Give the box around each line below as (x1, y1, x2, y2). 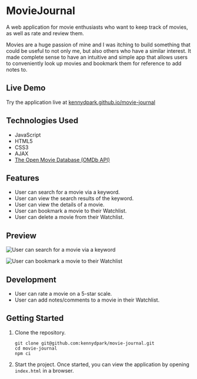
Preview (6, 231, 37, 241)
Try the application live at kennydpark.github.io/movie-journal (6, 99, 156, 106)
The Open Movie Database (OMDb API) (14, 156, 111, 163)
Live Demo (6, 83, 46, 93)
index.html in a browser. (14, 367, 74, 374)
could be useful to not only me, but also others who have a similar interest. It (6, 47, 191, 54)
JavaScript (14, 131, 41, 138)
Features (6, 173, 39, 183)
